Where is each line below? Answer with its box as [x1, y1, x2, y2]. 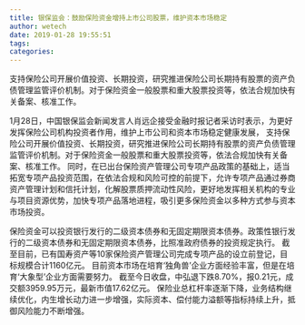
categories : [9, 47, 54, 56]
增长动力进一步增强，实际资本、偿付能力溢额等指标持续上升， [56, 294, 288, 305]
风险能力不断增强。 [16, 306, 89, 317]
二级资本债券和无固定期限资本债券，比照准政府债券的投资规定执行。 [25, 238, 280, 249]
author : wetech [9, 22, 67, 31]
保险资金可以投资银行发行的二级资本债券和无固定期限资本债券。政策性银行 [9, 226, 288, 237]
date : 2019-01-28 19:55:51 [9, 30, 112, 39]
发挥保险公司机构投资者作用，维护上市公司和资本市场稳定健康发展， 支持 [9, 127, 282, 137]
